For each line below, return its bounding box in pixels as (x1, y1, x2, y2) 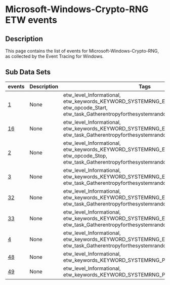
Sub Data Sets (5, 68, 51, 76)
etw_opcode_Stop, (63, 152, 107, 159)
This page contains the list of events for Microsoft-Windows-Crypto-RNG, (5, 48, 159, 54)
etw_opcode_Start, (63, 104, 108, 111)
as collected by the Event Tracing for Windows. (5, 53, 104, 59)
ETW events (5, 14, 57, 26)
